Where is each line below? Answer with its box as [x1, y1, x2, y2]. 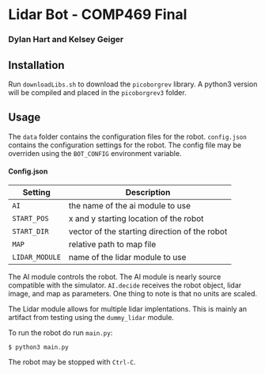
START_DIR [12, 227, 49, 235]
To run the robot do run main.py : [8, 327, 113, 338]
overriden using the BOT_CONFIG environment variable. [8, 148, 182, 158]
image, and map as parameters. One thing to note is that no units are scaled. [8, 288, 257, 298]
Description [125, 186, 171, 197]
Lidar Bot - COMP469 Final [8, 6, 187, 24]
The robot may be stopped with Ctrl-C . [8, 357, 136, 366]
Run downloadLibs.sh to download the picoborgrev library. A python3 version [8, 79, 258, 89]
